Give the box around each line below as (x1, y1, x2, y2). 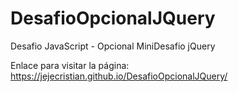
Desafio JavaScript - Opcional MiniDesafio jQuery (10, 40, 216, 52)
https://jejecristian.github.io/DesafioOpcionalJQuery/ (10, 70, 228, 82)
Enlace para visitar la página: (10, 59, 130, 71)
